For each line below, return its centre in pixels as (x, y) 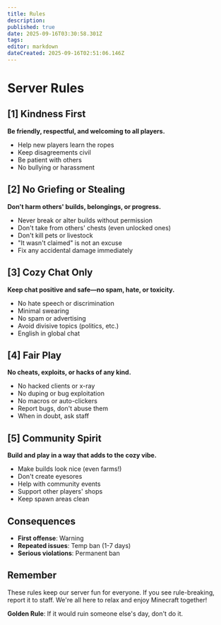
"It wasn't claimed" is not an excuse (70, 243)
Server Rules (46, 88)
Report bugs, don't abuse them (62, 409)
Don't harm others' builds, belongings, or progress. (84, 206)
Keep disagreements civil (54, 152)
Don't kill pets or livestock (55, 235)
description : (26, 20)
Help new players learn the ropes (66, 145)
